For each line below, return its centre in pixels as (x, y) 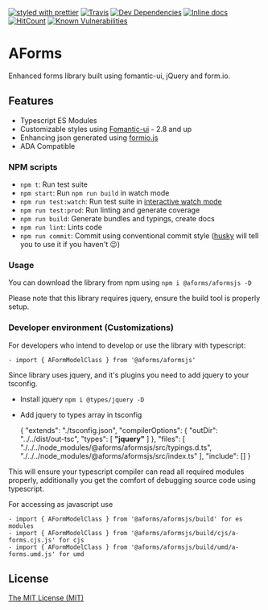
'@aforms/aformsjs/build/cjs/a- (185, 533)
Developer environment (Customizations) (91, 328)
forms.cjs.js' (32, 540)
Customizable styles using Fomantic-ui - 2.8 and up (106, 129)
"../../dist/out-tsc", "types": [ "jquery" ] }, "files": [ (103, 439)
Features (31, 101)
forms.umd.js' (32, 554)
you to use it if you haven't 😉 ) (70, 245)
